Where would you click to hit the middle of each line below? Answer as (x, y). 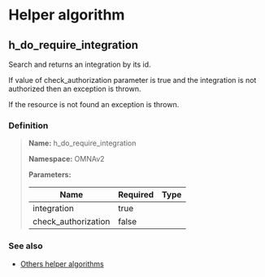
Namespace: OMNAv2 (66, 159)
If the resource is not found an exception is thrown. (94, 104)
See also (26, 246)
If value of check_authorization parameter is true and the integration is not (132, 80)
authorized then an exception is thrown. (75, 89)
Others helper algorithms (62, 264)
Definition (28, 125)
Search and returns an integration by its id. (80, 64)
